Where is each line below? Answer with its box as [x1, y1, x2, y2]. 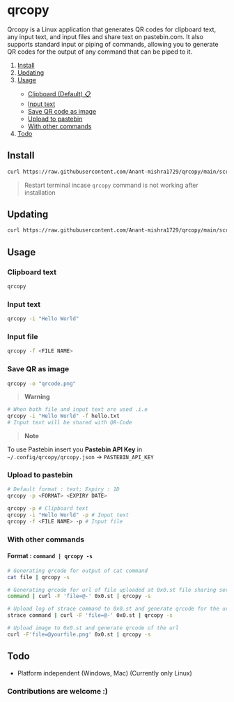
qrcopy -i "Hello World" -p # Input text [7, 511, 130, 518]
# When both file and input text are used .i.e [7, 406, 148, 413]
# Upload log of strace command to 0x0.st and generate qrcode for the [7, 606, 219, 613]
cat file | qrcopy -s [7, 574, 70, 581]
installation [24, 188, 56, 197]
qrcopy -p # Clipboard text [7, 505, 89, 512]
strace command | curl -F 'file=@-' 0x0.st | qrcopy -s [7, 612, 173, 619]
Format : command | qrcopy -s [7, 552, 93, 560]
